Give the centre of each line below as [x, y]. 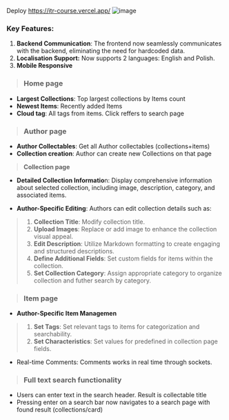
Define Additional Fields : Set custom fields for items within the [123, 258]
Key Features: [30, 28]
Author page [45, 131]
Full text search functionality [72, 380]
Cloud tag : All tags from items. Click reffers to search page [100, 113]
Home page [43, 84]
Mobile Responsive [44, 66]
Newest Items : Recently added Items [69, 106]
